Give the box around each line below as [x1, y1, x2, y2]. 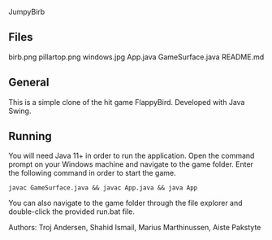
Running [8, 129, 53, 143]
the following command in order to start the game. [8, 168, 176, 178]
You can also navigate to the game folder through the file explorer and [8, 199, 243, 208]
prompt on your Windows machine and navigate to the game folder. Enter [8, 159, 254, 169]
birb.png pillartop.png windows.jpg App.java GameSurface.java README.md [8, 52, 265, 62]
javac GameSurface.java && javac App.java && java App [8, 184, 198, 192]
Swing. [8, 106, 32, 116]
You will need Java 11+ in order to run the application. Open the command [8, 151, 255, 161]
